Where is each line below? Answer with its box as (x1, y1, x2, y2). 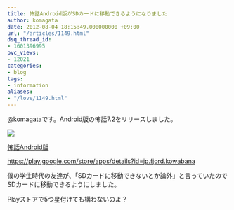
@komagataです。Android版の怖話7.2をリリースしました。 (7, 115, 177, 123)
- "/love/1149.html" (7, 95, 68, 102)
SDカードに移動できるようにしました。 (7, 180, 121, 188)
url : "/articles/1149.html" (7, 29, 90, 37)
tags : (7, 75, 23, 83)
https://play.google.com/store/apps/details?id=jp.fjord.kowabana (7, 157, 195, 165)
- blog (7, 69, 27, 76)
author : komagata (7, 17, 58, 24)
